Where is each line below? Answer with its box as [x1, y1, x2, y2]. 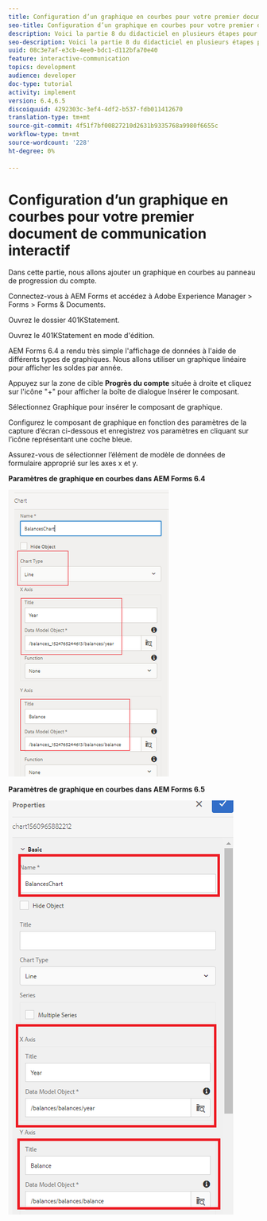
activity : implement [8, 88, 77, 96]
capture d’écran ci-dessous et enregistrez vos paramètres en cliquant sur [8, 426, 249, 436]
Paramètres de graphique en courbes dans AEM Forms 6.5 [8, 784, 205, 795]
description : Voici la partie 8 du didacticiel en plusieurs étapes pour [8, 29, 258, 37]
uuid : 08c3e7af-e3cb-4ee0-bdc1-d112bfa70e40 [8, 46, 158, 55]
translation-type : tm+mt [8, 114, 91, 122]
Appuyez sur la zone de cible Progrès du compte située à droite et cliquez [8, 379, 252, 388]
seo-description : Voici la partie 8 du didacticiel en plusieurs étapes [8, 38, 254, 46]
